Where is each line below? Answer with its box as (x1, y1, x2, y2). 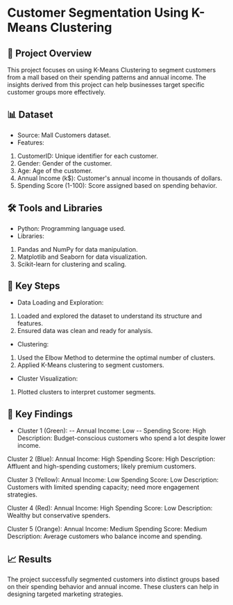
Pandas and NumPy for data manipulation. (17, 245, 138, 253)
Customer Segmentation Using (7, 5, 189, 21)
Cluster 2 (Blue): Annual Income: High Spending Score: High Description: (7, 455, 216, 463)
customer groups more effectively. (7, 88, 106, 96)
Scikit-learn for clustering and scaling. (17, 259, 127, 268)
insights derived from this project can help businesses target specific (7, 81, 205, 88)
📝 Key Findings (7, 408, 73, 420)
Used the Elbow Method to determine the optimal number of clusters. (17, 353, 216, 362)
